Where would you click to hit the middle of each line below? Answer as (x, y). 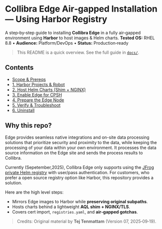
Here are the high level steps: (34, 192)
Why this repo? (28, 125)
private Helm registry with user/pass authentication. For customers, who (77, 172)
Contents (19, 68)
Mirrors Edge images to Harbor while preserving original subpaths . (80, 201)
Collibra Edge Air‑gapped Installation (81, 9)
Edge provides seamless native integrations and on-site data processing (77, 137)
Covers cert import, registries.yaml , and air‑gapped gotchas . (75, 212)
